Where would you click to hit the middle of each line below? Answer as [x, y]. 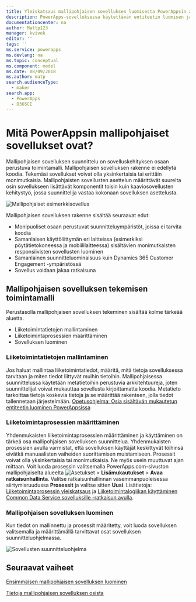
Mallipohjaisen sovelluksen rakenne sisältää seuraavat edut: [78, 216]
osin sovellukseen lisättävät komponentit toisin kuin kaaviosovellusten [90, 187]
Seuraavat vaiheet [40, 568]
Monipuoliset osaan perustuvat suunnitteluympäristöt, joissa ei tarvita [98, 227]
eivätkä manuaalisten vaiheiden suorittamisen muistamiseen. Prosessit [91, 454]
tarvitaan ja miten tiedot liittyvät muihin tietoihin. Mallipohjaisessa [84, 376]
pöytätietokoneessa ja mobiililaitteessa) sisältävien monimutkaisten [95, 245]
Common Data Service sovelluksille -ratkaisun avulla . [70, 497]
